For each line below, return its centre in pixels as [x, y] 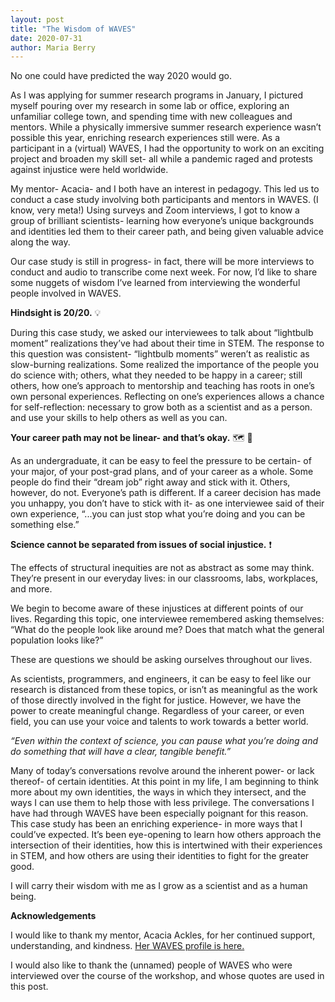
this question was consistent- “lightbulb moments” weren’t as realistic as [160, 354]
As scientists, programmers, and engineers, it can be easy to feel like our [161, 679]
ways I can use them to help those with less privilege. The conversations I [162, 803]
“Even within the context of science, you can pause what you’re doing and [164, 741]
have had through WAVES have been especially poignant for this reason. [159, 813]
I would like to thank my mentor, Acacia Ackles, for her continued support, [163, 935]
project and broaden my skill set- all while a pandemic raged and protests [161, 159]
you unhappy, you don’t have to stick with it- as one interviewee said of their [167, 503]
